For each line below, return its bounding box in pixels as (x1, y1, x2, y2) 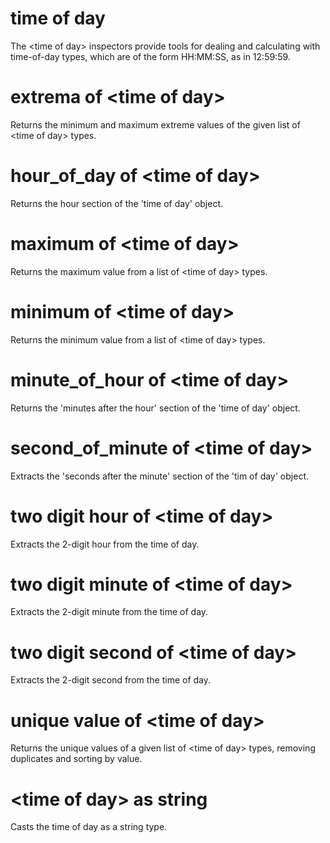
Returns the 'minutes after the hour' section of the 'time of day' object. (10, 402, 301, 414)
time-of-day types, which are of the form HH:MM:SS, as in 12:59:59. (10, 50, 291, 62)
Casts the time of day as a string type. (10, 821, 168, 833)
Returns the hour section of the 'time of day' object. (10, 197, 224, 209)
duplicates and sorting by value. (10, 753, 143, 765)
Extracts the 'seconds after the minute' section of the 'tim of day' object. (10, 470, 309, 482)
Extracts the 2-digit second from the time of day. (10, 674, 212, 686)
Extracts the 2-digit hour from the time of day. (10, 538, 200, 550)
